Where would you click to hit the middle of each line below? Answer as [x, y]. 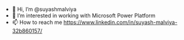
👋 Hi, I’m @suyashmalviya [44, 9]
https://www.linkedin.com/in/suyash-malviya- [120, 22]
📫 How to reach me [37, 22]
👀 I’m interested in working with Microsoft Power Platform [84, 16]
